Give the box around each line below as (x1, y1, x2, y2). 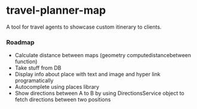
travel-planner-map (6, 4, 106, 17)
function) (14, 58, 38, 66)
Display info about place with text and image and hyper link (14, 71, 161, 78)
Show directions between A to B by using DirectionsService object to (14, 90, 184, 97)
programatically (14, 77, 54, 84)
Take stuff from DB (14, 64, 61, 71)
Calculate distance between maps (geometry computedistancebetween (14, 52, 191, 59)
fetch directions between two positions (14, 96, 111, 103)
